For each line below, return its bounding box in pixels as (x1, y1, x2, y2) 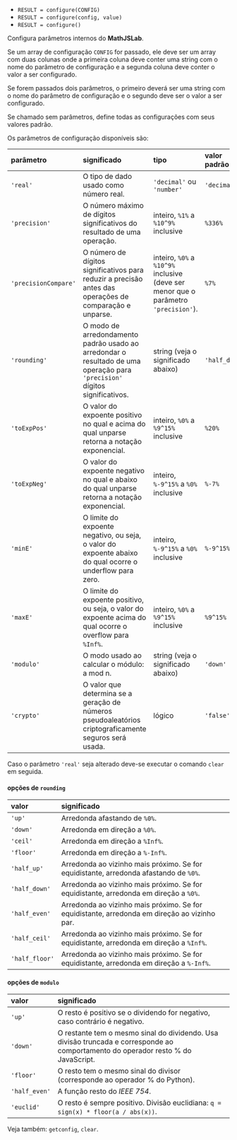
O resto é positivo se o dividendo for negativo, (57, 1008, 210, 1018)
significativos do (83, 219, 138, 228)
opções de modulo (7, 978, 60, 987)
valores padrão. (7, 120, 53, 129)
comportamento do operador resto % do (57, 1046, 192, 1056)
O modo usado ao (83, 651, 142, 660)
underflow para (83, 566, 134, 575)
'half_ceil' (11, 934, 51, 943)
